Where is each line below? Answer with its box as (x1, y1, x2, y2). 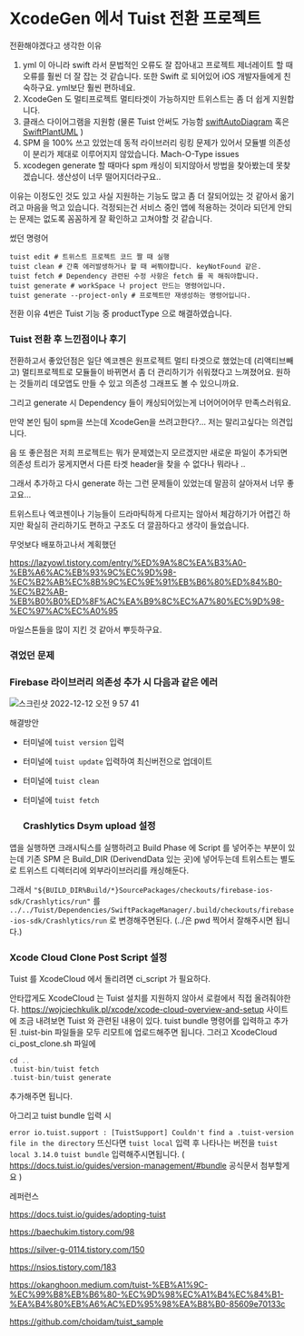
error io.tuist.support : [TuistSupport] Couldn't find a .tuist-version (9, 1128, 295, 1137)
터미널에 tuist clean (22, 776, 100, 787)
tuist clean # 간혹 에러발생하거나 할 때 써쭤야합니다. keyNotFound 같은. (9, 262, 262, 271)
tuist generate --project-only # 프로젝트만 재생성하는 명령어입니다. (9, 291, 251, 300)
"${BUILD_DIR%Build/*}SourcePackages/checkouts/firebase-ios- (33, 886, 274, 895)
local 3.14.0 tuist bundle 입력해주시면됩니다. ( (9, 1148, 185, 1159)
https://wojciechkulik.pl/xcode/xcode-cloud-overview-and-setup (21, 1004, 265, 1015)
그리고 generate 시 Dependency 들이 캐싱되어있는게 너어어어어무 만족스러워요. (9, 397, 292, 409)
